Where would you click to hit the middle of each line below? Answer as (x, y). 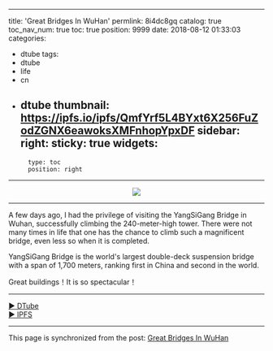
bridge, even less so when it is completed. (79, 240)
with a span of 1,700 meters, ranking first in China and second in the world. (134, 265)
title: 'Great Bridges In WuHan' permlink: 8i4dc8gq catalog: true (115, 21)
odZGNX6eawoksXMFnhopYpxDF (107, 131)
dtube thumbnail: (65, 105)
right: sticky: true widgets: (89, 143)
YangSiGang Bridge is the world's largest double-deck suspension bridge (131, 256)
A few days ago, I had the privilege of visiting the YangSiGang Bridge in (128, 214)
